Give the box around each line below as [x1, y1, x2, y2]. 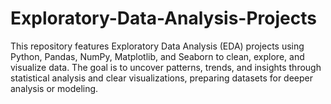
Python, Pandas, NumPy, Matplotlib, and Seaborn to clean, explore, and [10, 50, 305, 62]
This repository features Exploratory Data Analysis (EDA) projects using [10, 40, 305, 52]
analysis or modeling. [10, 82, 99, 94]
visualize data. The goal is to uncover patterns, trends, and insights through [10, 61, 322, 73]
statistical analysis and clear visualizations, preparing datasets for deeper [10, 72, 314, 84]
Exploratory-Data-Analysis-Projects [10, 7, 317, 30]
